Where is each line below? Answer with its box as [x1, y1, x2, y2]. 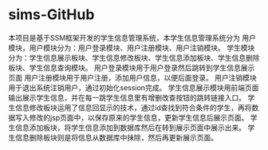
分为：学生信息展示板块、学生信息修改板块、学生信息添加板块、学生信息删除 [8, 53, 260, 62]
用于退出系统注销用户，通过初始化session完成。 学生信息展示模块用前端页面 [8, 82, 259, 93]
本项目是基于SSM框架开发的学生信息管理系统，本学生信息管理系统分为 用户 [8, 33, 257, 42]
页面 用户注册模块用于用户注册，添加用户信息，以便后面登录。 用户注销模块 [8, 73, 257, 82]
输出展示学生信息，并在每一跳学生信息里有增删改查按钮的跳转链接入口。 [8, 93, 246, 102]
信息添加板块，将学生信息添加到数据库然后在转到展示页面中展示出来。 [14, 122, 246, 132]
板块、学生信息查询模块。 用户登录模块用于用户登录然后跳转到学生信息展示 [8, 62, 255, 73]
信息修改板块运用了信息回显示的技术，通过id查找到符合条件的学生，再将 [14, 102, 252, 112]
